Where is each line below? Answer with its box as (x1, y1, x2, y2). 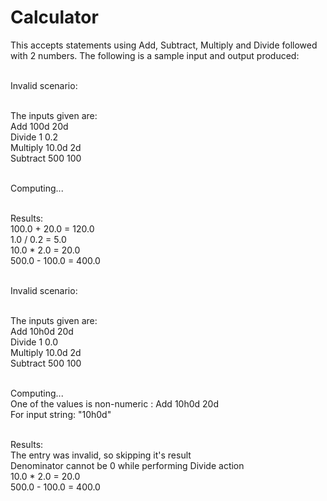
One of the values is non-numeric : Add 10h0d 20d (10, 397, 219, 410)
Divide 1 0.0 (10, 336, 59, 348)
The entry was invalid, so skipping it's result (10, 449, 192, 461)
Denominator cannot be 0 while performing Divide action (10, 459, 245, 471)
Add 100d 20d (10, 120, 69, 132)
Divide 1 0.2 (10, 131, 59, 143)
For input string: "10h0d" (10, 408, 112, 420)
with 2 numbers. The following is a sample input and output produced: (10, 49, 300, 61)
